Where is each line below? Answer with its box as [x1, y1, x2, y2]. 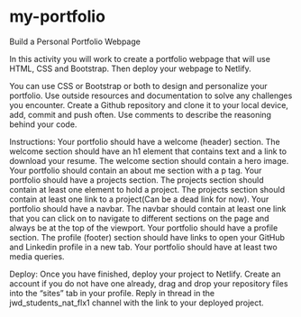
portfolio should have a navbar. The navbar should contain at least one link [9, 203, 287, 213]
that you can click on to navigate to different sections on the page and [9, 213, 269, 223]
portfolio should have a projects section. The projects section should [9, 174, 264, 186]
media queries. [9, 250, 65, 262]
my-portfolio [9, 6, 106, 27]
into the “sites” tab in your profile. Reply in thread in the [9, 287, 214, 298]
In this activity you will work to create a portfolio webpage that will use [9, 53, 270, 64]
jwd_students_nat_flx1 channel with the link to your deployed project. [9, 297, 264, 308]
